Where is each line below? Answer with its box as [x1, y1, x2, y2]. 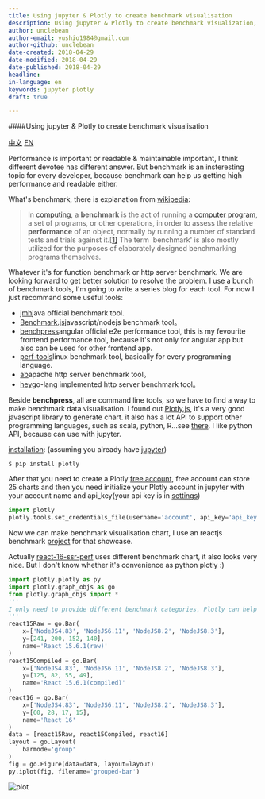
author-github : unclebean [8, 41, 94, 49]
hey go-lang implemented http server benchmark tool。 [19, 380, 200, 389]
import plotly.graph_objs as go [8, 583, 115, 591]
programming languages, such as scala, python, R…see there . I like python [8, 421, 252, 430]
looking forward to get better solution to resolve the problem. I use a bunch [8, 276, 254, 286]
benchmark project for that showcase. [8, 537, 133, 546]
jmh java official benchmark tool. [19, 308, 125, 318]
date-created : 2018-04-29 [8, 48, 94, 56]
